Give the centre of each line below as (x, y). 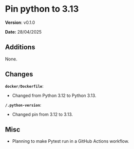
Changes (19, 74)
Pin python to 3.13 (42, 9)
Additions (20, 47)
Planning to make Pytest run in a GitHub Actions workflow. (70, 141)
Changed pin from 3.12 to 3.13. (42, 114)
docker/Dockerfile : (24, 86)
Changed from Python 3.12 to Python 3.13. (54, 95)
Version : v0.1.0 (20, 22)
